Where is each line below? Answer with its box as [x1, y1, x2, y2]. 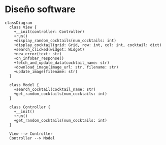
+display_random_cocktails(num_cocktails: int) [14, 38, 116, 43]
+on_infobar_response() [14, 56, 64, 61]
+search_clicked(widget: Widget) [14, 47, 85, 52]
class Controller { [9, 104, 51, 110]
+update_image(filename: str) [14, 69, 78, 74]
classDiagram [5, 20, 32, 25]
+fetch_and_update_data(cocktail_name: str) [14, 60, 110, 65]
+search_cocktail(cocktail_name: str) [14, 87, 96, 92]
